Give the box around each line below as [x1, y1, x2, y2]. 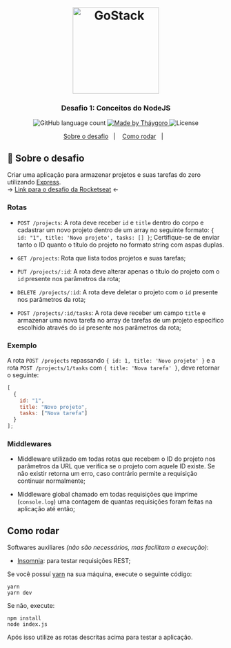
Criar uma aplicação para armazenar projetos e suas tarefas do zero [7, 171, 201, 179]
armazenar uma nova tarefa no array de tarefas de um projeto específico [17, 316, 224, 324]
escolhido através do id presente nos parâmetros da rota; [17, 323, 181, 332]
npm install [7, 615, 41, 622]
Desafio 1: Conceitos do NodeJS [61, 104, 171, 113]
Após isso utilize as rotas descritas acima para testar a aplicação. [7, 633, 193, 642]
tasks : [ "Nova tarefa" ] [19, 410, 88, 417]
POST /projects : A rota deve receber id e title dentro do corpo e [17, 218, 204, 227]
